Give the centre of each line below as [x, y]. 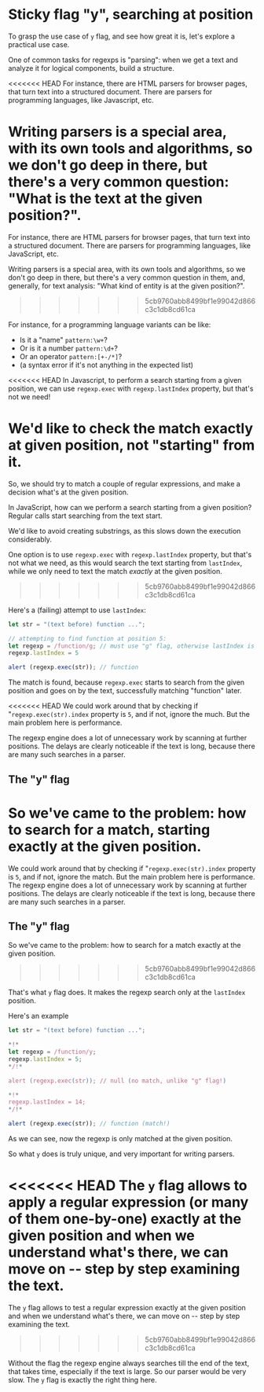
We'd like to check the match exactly [131, 429]
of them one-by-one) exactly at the [125, 1219]
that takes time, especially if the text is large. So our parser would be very [127, 1372]
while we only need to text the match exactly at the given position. [115, 571]
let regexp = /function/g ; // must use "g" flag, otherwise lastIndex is [132, 646]
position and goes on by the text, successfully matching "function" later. [125, 691]
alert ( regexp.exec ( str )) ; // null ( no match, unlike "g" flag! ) [117, 1081]
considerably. [30, 539]
